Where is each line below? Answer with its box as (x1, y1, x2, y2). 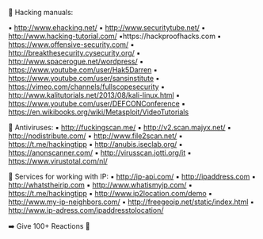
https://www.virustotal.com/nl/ (8, 156, 109, 166)
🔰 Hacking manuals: (8, 8, 74, 17)
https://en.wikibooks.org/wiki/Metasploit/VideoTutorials (8, 107, 189, 117)
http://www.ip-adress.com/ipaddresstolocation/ (8, 206, 164, 214)
